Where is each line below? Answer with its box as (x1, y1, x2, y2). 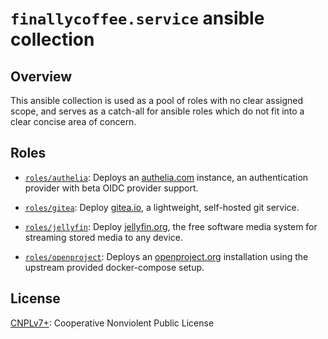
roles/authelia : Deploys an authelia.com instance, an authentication (24, 171, 309, 183)
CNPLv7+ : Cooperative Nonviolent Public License (10, 317, 215, 329)
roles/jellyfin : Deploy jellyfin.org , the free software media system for (24, 220, 318, 232)
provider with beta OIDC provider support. (24, 182, 199, 194)
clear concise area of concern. (10, 116, 137, 127)
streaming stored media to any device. (24, 231, 183, 243)
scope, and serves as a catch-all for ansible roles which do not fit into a (10, 105, 305, 117)
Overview (10, 68, 73, 85)
